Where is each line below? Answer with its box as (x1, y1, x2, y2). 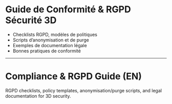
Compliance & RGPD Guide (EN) (5, 71, 142, 82)
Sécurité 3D (5, 14, 57, 26)
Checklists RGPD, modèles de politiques (12, 31, 98, 37)
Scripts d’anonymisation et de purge (12, 37, 90, 43)
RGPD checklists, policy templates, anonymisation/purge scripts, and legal (5, 87, 162, 93)
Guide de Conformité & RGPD (5, 4, 132, 15)
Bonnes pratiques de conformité (12, 48, 81, 54)
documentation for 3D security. (5, 93, 71, 99)
